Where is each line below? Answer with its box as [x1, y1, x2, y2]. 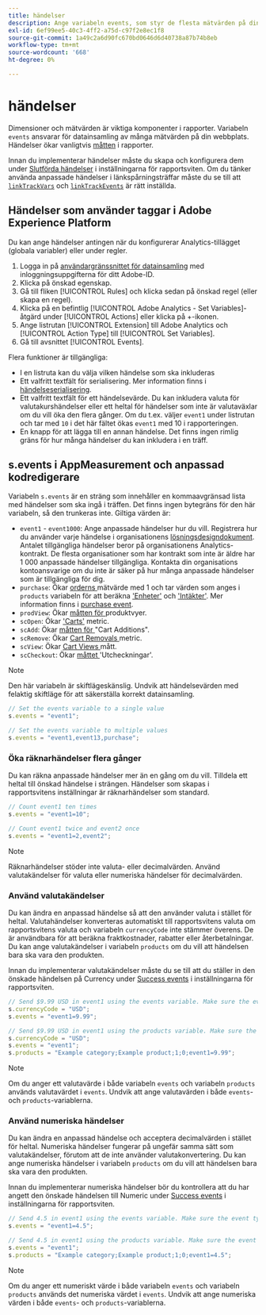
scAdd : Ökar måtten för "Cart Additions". [19, 625, 150, 635]
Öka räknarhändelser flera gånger [8, 752, 142, 763]
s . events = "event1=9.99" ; [8, 1013, 97, 1021]
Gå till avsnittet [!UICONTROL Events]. [19, 336, 144, 346]
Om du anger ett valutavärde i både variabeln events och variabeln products [8, 1079, 256, 1088]
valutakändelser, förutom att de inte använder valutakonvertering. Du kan [8, 1150, 247, 1159]
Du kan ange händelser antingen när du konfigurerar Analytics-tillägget [8, 237, 241, 247]
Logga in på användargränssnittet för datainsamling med [19, 261, 204, 271]
